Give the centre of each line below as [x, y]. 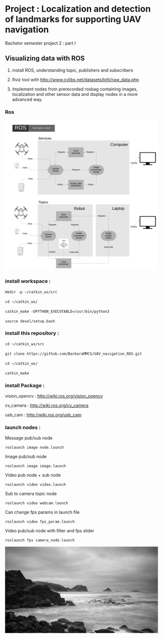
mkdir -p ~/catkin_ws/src [31, 292]
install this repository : [32, 333]
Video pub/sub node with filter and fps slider [50, 531]
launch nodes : [23, 428]
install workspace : [28, 281]
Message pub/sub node [29, 438]
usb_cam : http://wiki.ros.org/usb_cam [43, 415]
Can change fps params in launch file [42, 512]
